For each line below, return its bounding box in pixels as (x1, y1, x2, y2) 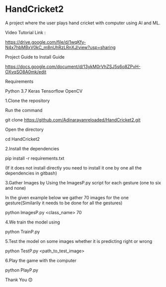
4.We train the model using (5, 219, 60, 225)
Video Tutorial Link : (5, 29, 46, 35)
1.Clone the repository (5, 98, 50, 104)
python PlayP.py (5, 267, 39, 273)
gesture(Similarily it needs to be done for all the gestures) (5, 200, 123, 206)
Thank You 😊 (5, 277, 33, 283)
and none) (5, 185, 26, 191)
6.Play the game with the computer (5, 257, 77, 263)
